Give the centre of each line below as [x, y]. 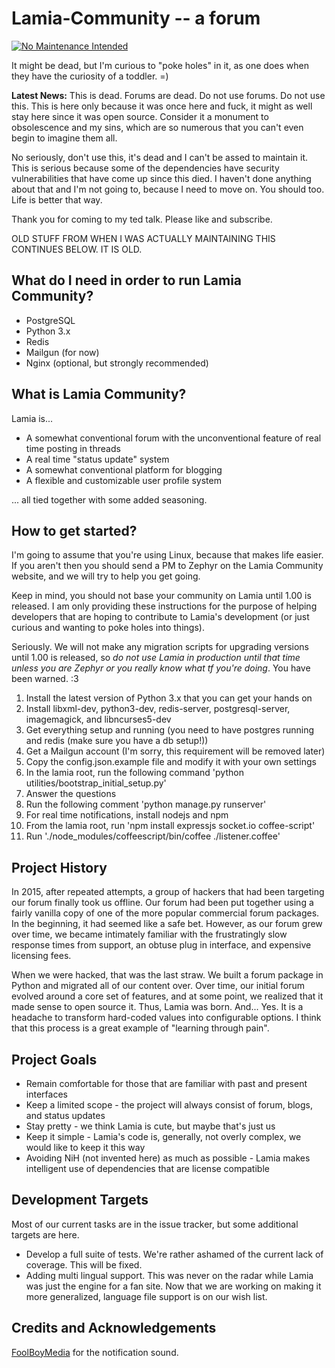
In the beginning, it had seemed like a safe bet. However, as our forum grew [167, 924]
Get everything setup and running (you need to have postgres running [170, 730]
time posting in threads [73, 448]
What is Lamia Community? [99, 394]
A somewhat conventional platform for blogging [124, 469]
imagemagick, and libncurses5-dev [98, 719]
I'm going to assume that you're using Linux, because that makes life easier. [167, 555]
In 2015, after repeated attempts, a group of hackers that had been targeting [168, 892]
